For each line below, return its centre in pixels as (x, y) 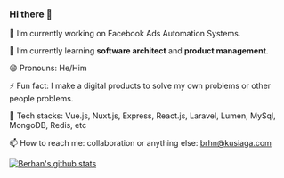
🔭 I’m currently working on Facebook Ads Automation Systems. (125, 34)
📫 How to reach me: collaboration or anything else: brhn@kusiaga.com (140, 143)
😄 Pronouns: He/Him (48, 68)
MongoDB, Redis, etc (48, 125)
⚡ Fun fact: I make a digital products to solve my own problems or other (140, 86)
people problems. (41, 99)
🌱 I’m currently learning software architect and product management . (139, 51)
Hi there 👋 (31, 14)
